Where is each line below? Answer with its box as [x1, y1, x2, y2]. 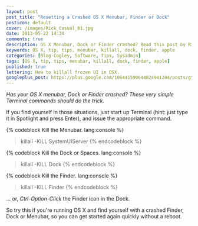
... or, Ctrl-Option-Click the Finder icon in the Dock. [6, 195, 130, 202]
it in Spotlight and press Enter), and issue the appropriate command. [6, 115, 172, 122]
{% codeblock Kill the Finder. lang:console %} [6, 172, 118, 179]
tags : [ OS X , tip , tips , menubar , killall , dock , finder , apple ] [6, 58, 170, 64]
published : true [6, 63, 46, 70]
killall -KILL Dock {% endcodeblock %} [20, 161, 115, 168]
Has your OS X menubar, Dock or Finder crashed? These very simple [6, 91, 174, 98]
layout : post [6, 8, 38, 15]
